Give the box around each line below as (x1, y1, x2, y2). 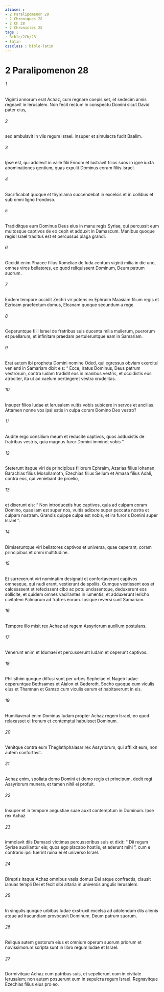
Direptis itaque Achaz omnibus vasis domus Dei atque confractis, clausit (5, 876, 151, 882)
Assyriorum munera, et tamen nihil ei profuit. (5, 781, 95, 787)
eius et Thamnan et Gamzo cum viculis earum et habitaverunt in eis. (5, 686, 142, 692)
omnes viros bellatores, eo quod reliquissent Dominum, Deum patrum (5, 265, 145, 271)
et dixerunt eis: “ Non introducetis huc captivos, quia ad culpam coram (5, 502, 147, 508)
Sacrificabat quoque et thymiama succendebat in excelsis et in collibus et (5, 191, 154, 197)
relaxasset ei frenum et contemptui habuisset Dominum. (5, 718, 118, 724)
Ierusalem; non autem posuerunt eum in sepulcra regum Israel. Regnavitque (5, 976, 158, 982)
